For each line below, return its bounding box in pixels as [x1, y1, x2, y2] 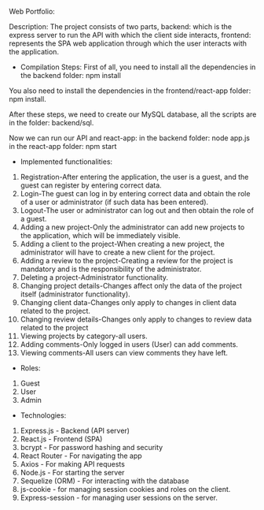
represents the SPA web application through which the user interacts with [9, 39, 247, 48]
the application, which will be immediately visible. [20, 231, 181, 240]
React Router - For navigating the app [20, 451, 142, 460]
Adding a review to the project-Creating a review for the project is [20, 256, 233, 265]
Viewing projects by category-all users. [20, 331, 148, 341]
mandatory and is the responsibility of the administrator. [20, 264, 202, 274]
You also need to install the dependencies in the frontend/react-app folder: [9, 86, 251, 95]
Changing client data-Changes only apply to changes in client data [20, 298, 236, 307]
